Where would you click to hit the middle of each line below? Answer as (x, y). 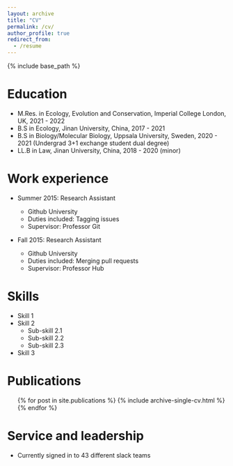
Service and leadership (75, 436)
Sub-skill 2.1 (45, 330)
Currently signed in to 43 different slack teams (84, 455)
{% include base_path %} (44, 66)
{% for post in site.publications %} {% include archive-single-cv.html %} (121, 400)
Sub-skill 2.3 (46, 345)
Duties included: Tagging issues (73, 219)
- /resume (27, 46)
